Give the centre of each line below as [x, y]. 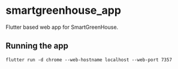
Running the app [37, 46]
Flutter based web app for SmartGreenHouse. [62, 27]
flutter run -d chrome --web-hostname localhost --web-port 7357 [89, 60]
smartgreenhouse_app [63, 10]
